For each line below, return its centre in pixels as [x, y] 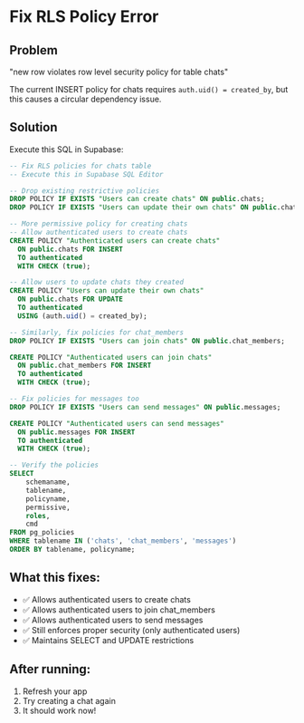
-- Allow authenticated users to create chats [99, 233]
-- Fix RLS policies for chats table [81, 166]
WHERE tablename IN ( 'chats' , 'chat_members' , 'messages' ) [123, 541]
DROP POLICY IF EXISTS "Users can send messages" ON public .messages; [145, 407]
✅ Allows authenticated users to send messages [113, 620]
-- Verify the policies [54, 465]
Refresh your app [55, 691]
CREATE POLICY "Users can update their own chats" [107, 291]
